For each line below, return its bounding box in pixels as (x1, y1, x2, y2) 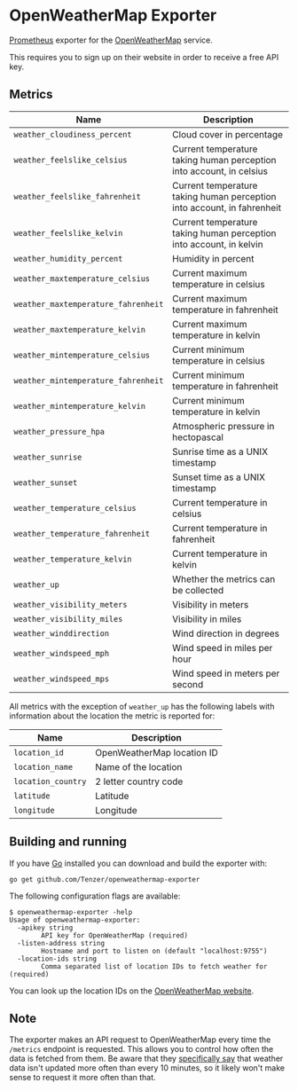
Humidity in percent (172, 252, 255, 264)
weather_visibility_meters (13, 600, 128, 609)
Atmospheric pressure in (172, 420, 275, 432)
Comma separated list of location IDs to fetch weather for (41, 961, 268, 971)
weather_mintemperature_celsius (13, 349, 151, 360)
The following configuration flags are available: (9, 891, 181, 901)
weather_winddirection (13, 628, 109, 639)
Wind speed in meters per (172, 667, 280, 679)
